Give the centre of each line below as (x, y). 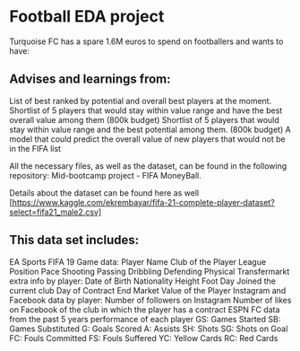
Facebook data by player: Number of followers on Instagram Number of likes (150, 300)
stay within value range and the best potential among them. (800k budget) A (150, 129)
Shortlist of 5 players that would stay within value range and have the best (146, 110)
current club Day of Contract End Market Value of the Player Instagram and (148, 290)
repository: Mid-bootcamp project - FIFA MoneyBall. (105, 175)
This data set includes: (74, 240)
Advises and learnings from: (90, 79)
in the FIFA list (35, 148)
